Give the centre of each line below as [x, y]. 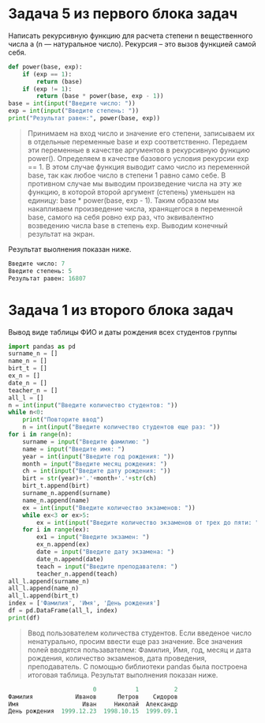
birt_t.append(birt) [56, 486]
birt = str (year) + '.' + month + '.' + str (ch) [90, 478]
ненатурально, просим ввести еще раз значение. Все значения [135, 641]
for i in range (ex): [56, 530]
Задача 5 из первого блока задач [123, 14]
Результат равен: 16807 [47, 278]
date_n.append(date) [70, 559]
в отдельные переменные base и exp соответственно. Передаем [137, 141]
